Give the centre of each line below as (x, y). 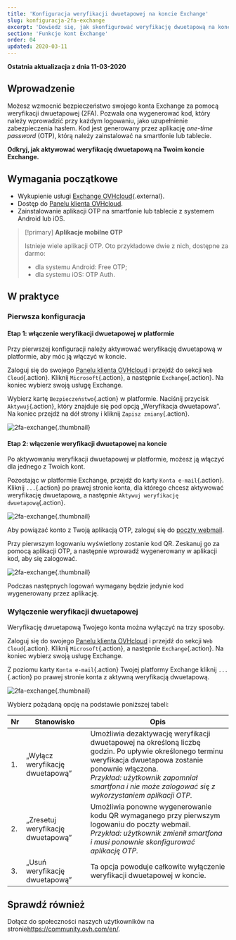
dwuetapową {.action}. (37, 503)
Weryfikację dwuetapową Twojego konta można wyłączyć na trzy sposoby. (116, 627)
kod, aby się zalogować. (42, 559)
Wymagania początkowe (63, 179)
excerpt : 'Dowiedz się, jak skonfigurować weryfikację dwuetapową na (111, 27)
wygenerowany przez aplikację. (53, 593)
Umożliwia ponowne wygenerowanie (151, 806)
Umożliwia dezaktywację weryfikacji (150, 734)
